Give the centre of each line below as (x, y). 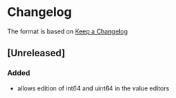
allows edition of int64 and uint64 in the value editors (93, 88)
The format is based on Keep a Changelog (68, 31)
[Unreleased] (36, 53)
